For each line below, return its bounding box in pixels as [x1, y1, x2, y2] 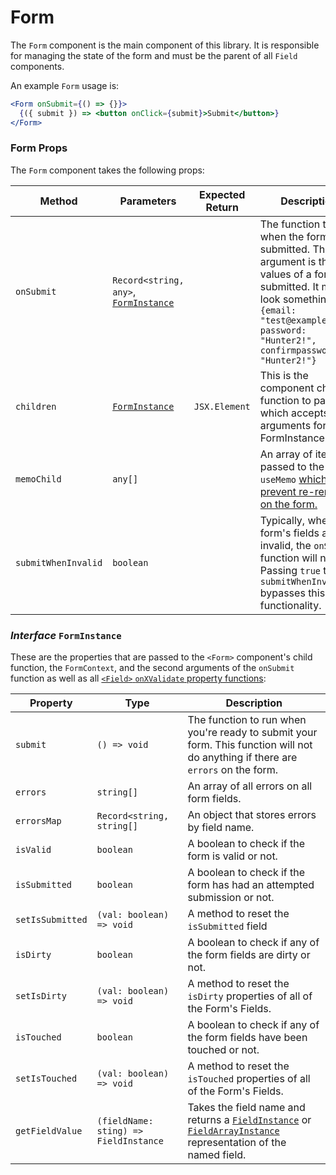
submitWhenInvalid [15, 557, 103, 568]
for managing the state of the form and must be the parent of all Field [10, 49, 298, 61]
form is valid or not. [187, 849, 278, 863]
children [15, 401, 57, 412]
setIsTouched [15, 1073, 78, 1085]
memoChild [15, 473, 62, 485]
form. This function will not [187, 738, 313, 752]
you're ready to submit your [187, 726, 318, 740]
